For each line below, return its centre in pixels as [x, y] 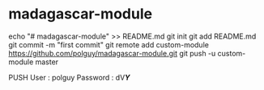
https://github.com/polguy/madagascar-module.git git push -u [112, 53]
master [47, 62]
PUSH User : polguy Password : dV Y [70, 77]
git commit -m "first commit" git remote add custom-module [109, 44]
